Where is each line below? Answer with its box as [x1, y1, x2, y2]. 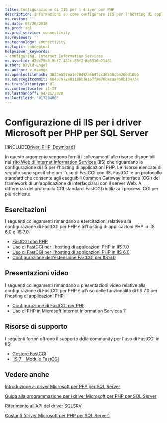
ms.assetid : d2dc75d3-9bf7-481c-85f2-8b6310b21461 [5, 58, 112, 63]
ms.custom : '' [5, 16, 35, 21]
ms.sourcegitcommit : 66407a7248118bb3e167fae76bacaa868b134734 [5, 77, 139, 82]
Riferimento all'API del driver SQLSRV [5, 403, 82, 409]
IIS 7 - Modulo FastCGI [12, 356, 59, 362]
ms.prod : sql [5, 26, 32, 31]
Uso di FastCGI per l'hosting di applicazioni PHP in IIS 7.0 [12, 244, 129, 250]
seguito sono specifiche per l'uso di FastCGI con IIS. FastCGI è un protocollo [5, 170, 162, 176]
